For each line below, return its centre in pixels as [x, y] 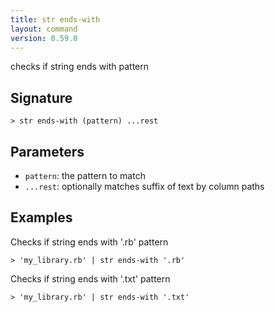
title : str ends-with [55, 19]
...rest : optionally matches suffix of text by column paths [144, 186]
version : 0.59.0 [44, 38]
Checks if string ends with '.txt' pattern [90, 278]
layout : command [44, 29]
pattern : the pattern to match [85, 175]
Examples [41, 217]
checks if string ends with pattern [80, 67]
